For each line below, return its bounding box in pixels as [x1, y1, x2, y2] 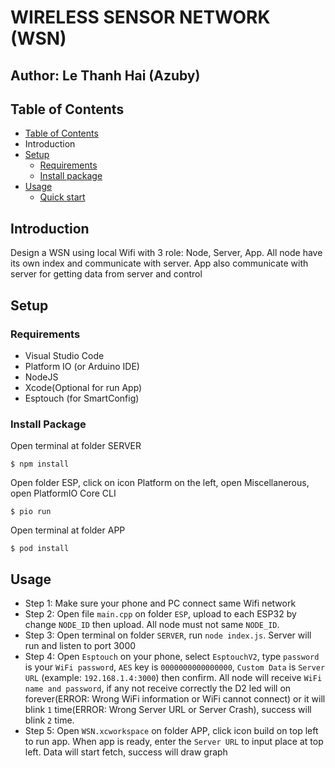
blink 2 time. [24, 714, 75, 726]
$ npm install [10, 459, 70, 470]
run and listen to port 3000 [24, 640, 137, 651]
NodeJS [24, 371, 59, 383]
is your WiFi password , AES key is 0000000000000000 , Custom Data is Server [24, 661, 326, 673]
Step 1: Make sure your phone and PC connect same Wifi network [24, 597, 297, 609]
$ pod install [10, 544, 70, 554]
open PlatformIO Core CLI [10, 487, 117, 500]
